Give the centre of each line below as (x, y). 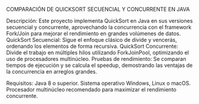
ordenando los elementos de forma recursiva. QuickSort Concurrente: (92, 46)
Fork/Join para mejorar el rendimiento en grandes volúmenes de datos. (94, 33)
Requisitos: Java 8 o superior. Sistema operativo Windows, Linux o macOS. (99, 83)
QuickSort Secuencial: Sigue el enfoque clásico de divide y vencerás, (92, 40)
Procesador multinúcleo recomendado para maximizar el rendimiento (91, 89)
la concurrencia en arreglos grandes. (52, 71)
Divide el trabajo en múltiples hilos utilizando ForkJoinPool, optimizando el (98, 53)
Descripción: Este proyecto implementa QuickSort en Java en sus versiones (99, 21)
